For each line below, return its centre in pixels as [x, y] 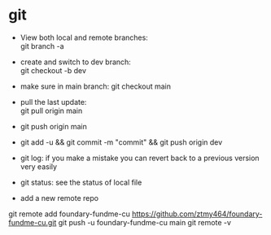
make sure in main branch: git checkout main [96, 86]
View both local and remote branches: [84, 37]
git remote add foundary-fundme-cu [69, 214]
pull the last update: [53, 102]
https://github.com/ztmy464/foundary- [197, 214]
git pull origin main [51, 111]
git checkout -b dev [53, 70]
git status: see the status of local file [81, 182]
